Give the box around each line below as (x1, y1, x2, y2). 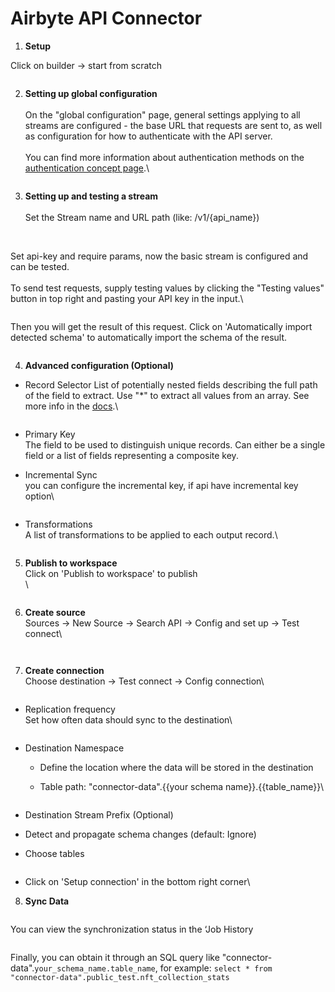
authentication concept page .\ (24, 162, 150, 174)
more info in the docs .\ (24, 400, 119, 412)
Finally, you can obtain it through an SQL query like (10, 951, 220, 963)
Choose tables (24, 847, 85, 859)
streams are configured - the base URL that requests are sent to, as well (24, 119, 323, 131)
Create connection (24, 664, 105, 676)
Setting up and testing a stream (24, 190, 159, 202)
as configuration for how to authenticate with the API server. (24, 130, 273, 142)
